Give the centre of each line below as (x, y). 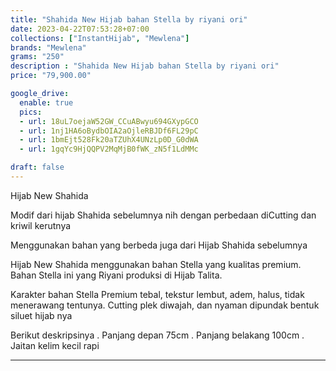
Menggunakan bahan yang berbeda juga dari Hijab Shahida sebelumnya (159, 245)
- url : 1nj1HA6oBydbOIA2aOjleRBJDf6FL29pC (109, 131)
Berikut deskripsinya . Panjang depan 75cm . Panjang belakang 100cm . (157, 335)
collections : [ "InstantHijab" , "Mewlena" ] (100, 38)
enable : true (46, 102)
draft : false (37, 167)
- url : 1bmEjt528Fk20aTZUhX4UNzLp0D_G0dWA (109, 140)
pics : (31, 112)
